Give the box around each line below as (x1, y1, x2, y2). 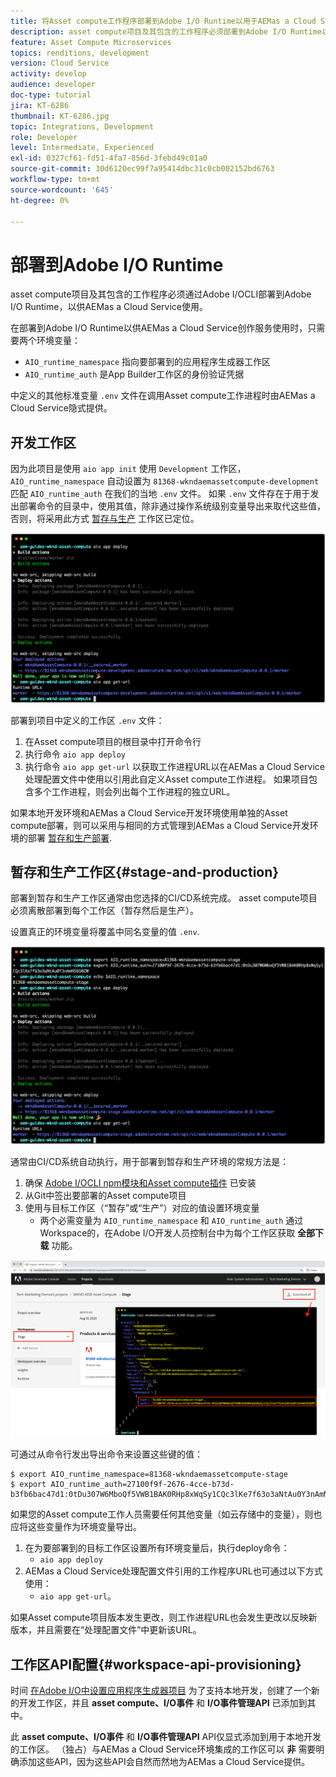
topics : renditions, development (10, 48, 150, 58)
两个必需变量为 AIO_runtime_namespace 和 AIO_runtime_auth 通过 (39, 1215, 304, 1227)
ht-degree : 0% (10, 195, 70, 205)
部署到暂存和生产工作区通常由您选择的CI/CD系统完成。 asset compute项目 (10, 892, 318, 904)
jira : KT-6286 (10, 100, 70, 110)
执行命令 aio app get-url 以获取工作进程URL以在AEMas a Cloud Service (24, 760, 325, 772)
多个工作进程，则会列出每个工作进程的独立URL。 (33, 785, 236, 797)
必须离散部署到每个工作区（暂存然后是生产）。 (10, 905, 199, 917)
